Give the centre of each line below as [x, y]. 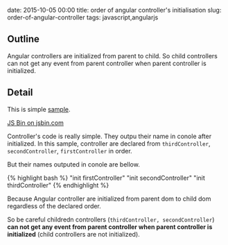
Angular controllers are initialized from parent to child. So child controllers [113, 56]
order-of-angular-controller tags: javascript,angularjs [83, 17]
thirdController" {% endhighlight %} [58, 185]
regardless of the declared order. [54, 206]
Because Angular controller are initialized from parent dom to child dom [109, 198]
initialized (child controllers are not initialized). [73, 234]
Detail [20, 93]
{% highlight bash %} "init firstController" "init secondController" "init [106, 178]
